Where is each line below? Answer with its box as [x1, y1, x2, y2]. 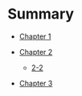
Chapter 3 [18, 78, 53, 88]
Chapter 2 [18, 47, 53, 56]
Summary [7, 5, 74, 23]
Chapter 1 [18, 31, 51, 41]
